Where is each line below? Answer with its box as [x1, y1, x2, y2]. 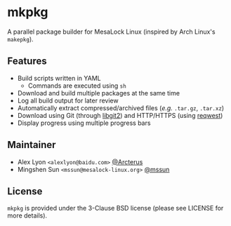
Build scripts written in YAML [17, 74, 101, 82]
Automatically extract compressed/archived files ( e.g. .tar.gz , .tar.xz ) [17, 103, 225, 112]
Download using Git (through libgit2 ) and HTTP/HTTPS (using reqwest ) [17, 111, 223, 119]
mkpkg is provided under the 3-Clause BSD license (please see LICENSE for [7, 204, 224, 213]
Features [7, 55, 47, 67]
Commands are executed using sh [27, 81, 126, 90]
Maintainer [7, 139, 56, 151]
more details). [7, 211, 48, 220]
